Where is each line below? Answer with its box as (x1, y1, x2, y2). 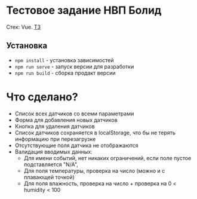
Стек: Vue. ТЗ (6, 23, 41, 30)
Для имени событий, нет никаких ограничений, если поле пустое (23, 154, 192, 161)
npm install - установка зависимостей (14, 56, 114, 63)
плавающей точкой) (23, 173, 75, 180)
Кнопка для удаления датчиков (14, 123, 95, 130)
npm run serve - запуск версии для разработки (14, 63, 134, 70)
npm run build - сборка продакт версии (14, 69, 116, 76)
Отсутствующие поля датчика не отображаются (14, 142, 138, 149)
